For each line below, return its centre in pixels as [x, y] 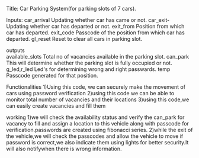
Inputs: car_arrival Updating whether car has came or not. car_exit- [88, 20]
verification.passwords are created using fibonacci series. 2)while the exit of [99, 130]
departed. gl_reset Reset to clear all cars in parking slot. [74, 39]
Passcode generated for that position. [52, 75]
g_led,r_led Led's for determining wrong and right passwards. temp [88, 69]
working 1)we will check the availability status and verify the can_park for [95, 117]
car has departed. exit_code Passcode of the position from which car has [95, 33]
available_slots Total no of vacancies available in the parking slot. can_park [98, 57]
